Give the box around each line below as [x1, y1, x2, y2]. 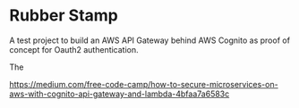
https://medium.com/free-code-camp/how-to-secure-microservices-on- [9, 79, 279, 89]
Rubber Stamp [9, 5, 119, 26]
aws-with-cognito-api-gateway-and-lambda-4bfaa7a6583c [9, 88, 230, 99]
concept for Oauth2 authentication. [9, 44, 139, 54]
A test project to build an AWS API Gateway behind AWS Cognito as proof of [9, 35, 291, 46]
